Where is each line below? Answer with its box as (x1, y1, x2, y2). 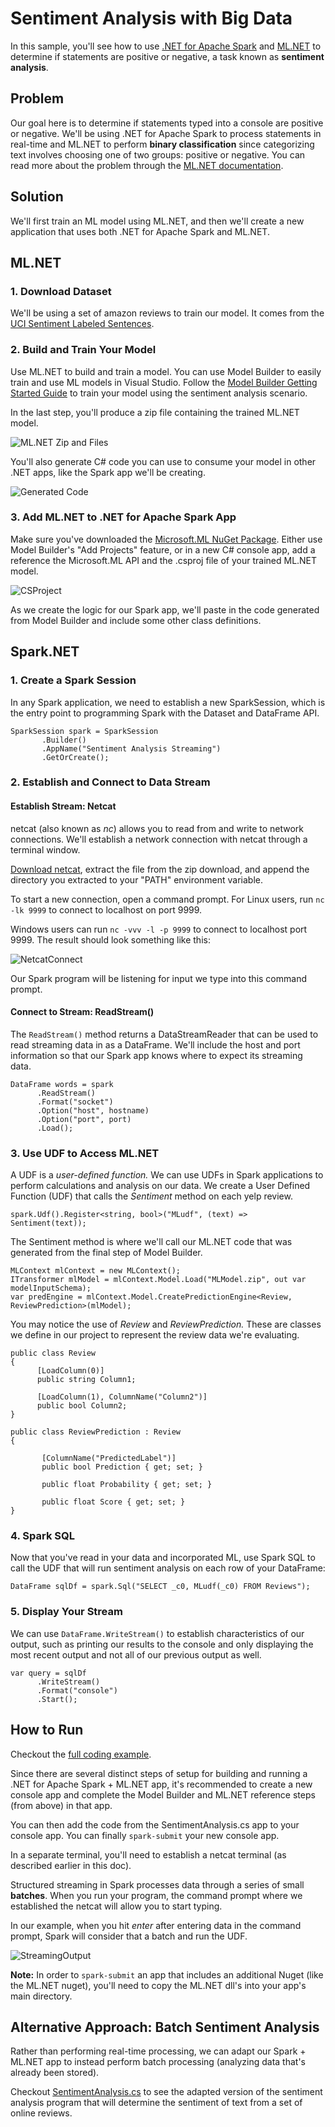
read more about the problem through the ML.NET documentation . (10, 159, 284, 171)
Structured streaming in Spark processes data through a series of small (10, 1878, 305, 1891)
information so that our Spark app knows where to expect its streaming (10, 1049, 303, 1061)
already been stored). (10, 2067, 100, 2079)
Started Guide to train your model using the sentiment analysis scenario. (10, 387, 308, 399)
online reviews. (10, 2107, 73, 2119)
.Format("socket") (36, 1097, 114, 1107)
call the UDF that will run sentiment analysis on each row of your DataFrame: (10, 1562, 326, 1574)
